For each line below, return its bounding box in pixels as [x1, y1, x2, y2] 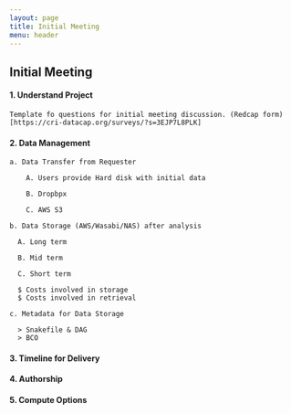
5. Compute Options [9, 394, 88, 405]
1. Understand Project [9, 90, 93, 101]
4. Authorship [9, 374, 64, 385]
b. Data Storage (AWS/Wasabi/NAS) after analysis [9, 221, 203, 231]
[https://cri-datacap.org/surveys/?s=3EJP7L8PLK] [9, 118, 203, 127]
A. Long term [17, 238, 68, 247]
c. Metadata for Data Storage [9, 310, 125, 319]
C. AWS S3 [26, 206, 64, 215]
